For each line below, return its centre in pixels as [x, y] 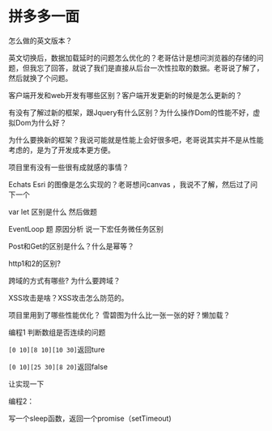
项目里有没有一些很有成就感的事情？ [69, 167]
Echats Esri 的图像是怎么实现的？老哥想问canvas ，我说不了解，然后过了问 [133, 184]
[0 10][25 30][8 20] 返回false [58, 366]
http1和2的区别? [34, 263]
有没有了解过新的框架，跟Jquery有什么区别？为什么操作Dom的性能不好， [131, 112]
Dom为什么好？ [41, 122]
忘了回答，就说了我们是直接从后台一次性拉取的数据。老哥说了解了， [150, 68]
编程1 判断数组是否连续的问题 [57, 332]
